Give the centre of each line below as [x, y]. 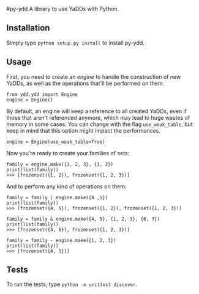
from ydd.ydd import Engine [42, 94]
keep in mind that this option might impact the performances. [84, 130]
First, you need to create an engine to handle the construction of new [94, 76]
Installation [28, 28]
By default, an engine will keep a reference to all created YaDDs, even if [97, 111]
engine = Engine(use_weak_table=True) [56, 142]
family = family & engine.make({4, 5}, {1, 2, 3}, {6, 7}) [83, 219]
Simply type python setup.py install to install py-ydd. [76, 43]
